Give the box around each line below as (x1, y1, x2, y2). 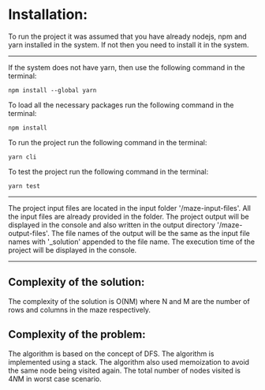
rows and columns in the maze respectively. (8, 305, 151, 314)
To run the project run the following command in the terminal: (8, 137, 207, 147)
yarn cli (8, 152, 37, 161)
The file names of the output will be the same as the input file (50, 228, 250, 238)
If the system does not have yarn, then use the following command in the (8, 62, 245, 72)
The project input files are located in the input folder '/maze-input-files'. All (8, 203, 251, 212)
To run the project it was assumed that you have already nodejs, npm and (8, 32, 247, 41)
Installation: (8, 6, 88, 24)
